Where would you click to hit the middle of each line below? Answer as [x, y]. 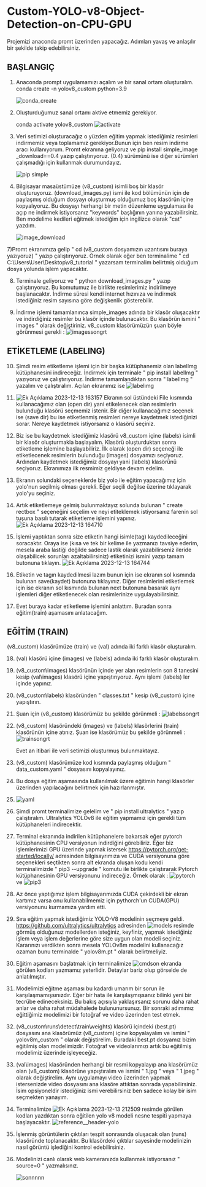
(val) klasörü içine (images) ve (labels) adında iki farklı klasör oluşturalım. [108, 658]
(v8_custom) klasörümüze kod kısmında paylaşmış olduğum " [93, 763]
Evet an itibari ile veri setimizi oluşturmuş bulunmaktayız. [87, 751]
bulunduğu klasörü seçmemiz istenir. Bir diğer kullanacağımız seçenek [105, 411]
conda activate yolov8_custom [55, 124]
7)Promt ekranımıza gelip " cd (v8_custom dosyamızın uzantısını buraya [97, 249]
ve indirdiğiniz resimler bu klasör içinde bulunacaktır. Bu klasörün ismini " [108, 318]
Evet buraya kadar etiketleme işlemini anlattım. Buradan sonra [94, 606]
